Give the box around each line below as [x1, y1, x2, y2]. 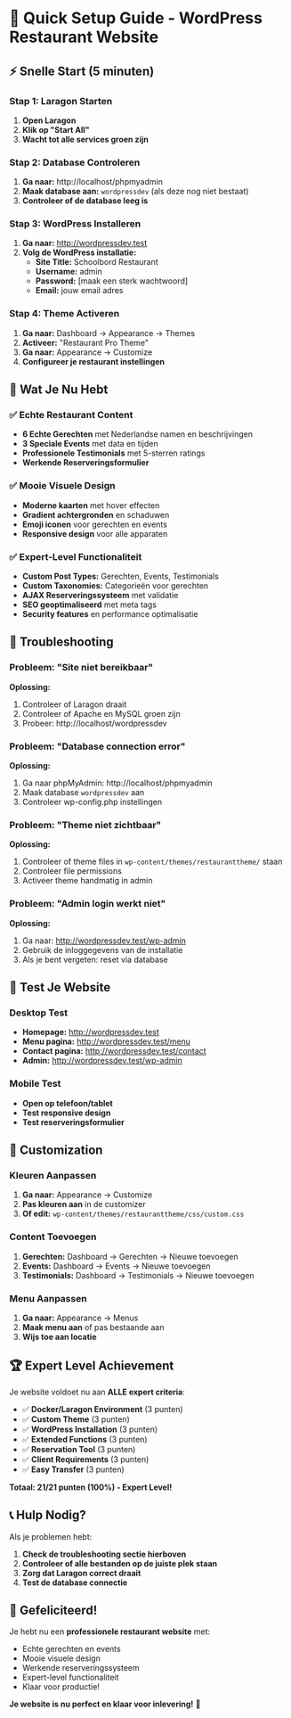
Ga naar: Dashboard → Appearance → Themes [21, 327, 196, 338]
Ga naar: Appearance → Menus [21, 1312, 139, 1323]
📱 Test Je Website [9, 980, 111, 995]
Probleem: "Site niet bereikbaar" [9, 662, 154, 674]
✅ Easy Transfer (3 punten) [21, 1464, 125, 1475]
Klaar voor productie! [21, 1681, 101, 1692]
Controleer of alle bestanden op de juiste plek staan [21, 1558, 218, 1568]
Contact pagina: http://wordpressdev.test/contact [21, 1046, 206, 1056]
